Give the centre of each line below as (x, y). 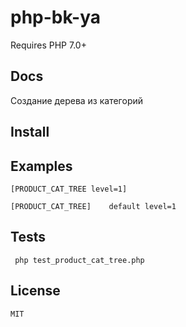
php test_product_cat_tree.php (79, 260)
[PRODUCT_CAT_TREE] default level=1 (93, 206)
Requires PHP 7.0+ (48, 45)
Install (30, 132)
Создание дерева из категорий (77, 100)
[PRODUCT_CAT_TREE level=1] (69, 189)
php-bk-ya (56, 17)
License (35, 291)
